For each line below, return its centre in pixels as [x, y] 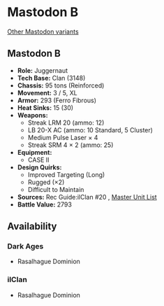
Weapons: [32, 115]
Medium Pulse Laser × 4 [63, 137]
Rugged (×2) [46, 182]
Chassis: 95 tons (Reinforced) [61, 85]
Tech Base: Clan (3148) [51, 78]
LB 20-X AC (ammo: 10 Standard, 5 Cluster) [90, 130]
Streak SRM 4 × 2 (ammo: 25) [70, 145]
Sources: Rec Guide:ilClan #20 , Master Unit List [87, 197]
